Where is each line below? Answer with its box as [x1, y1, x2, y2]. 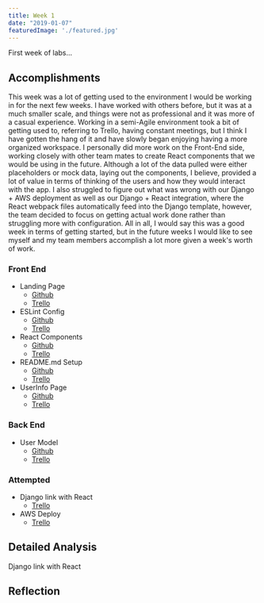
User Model [19, 437, 59, 447]
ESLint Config [19, 307, 65, 317]
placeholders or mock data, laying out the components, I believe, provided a [8, 168, 257, 178]
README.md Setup [19, 358, 83, 367]
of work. [8, 244, 36, 254]
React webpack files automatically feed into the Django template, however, [8, 202, 252, 211]
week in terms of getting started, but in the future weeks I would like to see [8, 227, 253, 236]
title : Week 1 [8, 11, 55, 20]
